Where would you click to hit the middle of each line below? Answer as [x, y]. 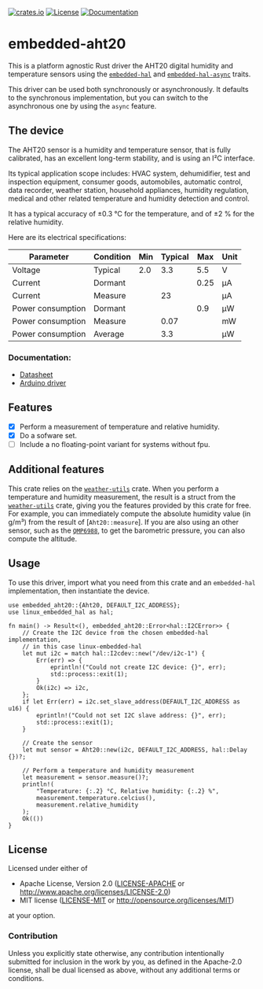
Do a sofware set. [48, 435]
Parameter [49, 256]
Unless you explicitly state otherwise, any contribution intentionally [116, 953]
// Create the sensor [57, 743]
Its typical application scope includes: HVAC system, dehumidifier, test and [130, 173]
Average [109, 334]
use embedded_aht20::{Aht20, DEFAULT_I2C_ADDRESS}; [94, 605]
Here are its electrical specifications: [68, 237]
